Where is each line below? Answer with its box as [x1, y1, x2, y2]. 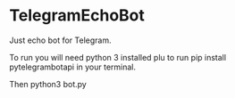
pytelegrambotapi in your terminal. [9, 61, 137, 72]
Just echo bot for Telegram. [9, 35, 112, 45]
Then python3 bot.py [9, 78, 87, 89]
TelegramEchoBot [9, 5, 146, 26]
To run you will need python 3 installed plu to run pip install [9, 52, 226, 62]
